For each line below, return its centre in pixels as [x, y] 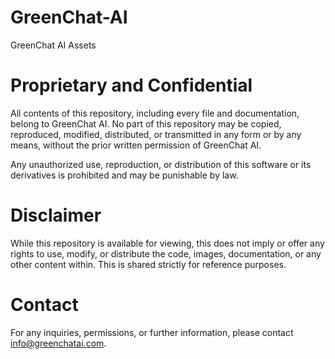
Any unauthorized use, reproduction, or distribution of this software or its [161, 164]
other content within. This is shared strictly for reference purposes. [148, 264]
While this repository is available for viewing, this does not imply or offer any [167, 243]
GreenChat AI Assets [53, 45]
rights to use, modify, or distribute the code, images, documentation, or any [166, 253]
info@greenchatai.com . [58, 343]
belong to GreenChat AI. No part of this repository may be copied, [146, 123]
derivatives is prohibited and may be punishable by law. [124, 175]
